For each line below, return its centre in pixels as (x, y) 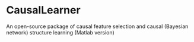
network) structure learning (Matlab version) (60, 32)
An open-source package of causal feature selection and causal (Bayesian (97, 26)
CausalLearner (44, 10)
